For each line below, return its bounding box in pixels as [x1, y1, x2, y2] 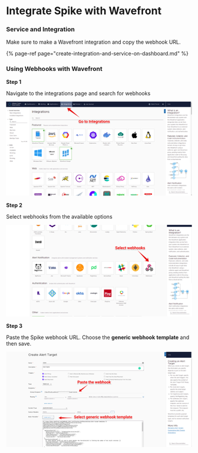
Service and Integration [6, 25, 75, 34]
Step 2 [6, 202, 22, 209]
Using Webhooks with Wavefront [6, 65, 103, 73]
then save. [6, 340, 32, 347]
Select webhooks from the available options [6, 213, 113, 220]
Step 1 [6, 78, 22, 85]
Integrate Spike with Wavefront [6, 4, 162, 18]
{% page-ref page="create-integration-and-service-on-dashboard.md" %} [6, 50, 189, 57]
